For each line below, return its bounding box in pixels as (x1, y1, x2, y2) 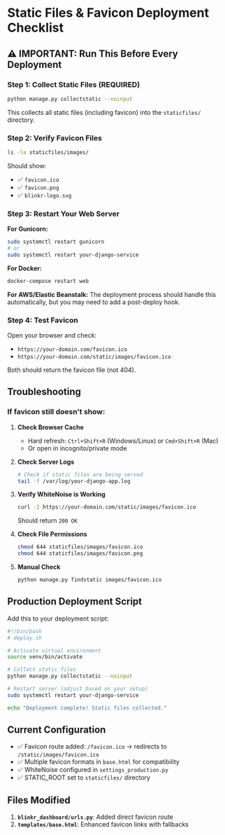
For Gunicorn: (7, 225, 49, 233)
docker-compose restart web (7, 277, 89, 284)
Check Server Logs (17, 457, 75, 466)
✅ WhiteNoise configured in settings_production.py (17, 766, 169, 774)
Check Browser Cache (17, 422, 84, 432)
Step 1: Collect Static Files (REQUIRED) (7, 79, 140, 89)
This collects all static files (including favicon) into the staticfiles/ (7, 108, 201, 116)
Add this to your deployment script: (7, 614, 109, 623)
